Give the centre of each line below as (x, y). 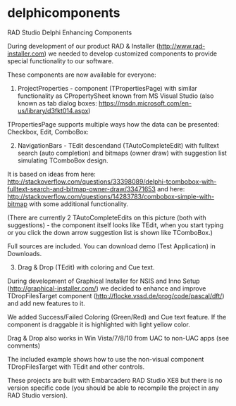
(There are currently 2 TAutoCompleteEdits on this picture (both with (107, 217)
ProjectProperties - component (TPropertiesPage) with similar (107, 88)
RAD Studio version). (38, 395)
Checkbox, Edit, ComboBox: (48, 132)
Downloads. (25, 253)
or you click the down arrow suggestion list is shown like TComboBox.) (110, 232)
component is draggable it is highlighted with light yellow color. (99, 324)
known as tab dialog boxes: (57, 103)
